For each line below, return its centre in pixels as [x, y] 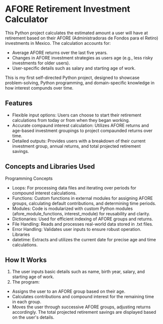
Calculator [27, 19]
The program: [26, 282]
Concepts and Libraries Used [50, 167]
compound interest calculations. [44, 193]
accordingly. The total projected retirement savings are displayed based [84, 312]
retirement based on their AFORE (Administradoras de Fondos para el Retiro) [82, 38]
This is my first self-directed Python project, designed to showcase [72, 77]
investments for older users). [41, 63]
